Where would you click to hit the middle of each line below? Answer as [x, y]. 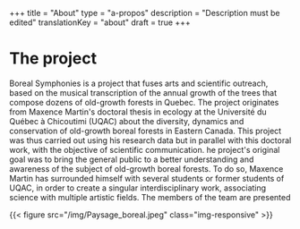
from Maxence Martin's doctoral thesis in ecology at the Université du [138, 112]
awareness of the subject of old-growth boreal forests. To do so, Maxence [146, 168]
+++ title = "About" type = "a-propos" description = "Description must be [145, 13]
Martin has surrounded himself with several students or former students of [147, 178]
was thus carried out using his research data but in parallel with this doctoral [150, 140]
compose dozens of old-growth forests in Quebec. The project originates [144, 102]
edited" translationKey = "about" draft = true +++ [100, 22]
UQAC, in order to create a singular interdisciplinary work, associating [138, 188]
